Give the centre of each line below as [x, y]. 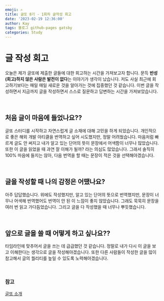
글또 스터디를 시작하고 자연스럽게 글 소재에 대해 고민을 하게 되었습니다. [72, 130]
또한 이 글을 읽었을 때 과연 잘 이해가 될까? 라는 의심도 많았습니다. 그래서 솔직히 [80, 149]
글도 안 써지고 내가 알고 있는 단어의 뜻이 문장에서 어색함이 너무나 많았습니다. [86, 143]
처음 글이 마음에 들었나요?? [44, 118]
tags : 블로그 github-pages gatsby [39, 28]
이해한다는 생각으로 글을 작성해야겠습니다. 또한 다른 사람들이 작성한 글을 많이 [83, 252]
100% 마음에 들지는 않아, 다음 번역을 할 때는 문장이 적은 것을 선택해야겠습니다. [80, 155]
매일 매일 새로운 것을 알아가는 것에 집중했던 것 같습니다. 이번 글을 [92, 85]
